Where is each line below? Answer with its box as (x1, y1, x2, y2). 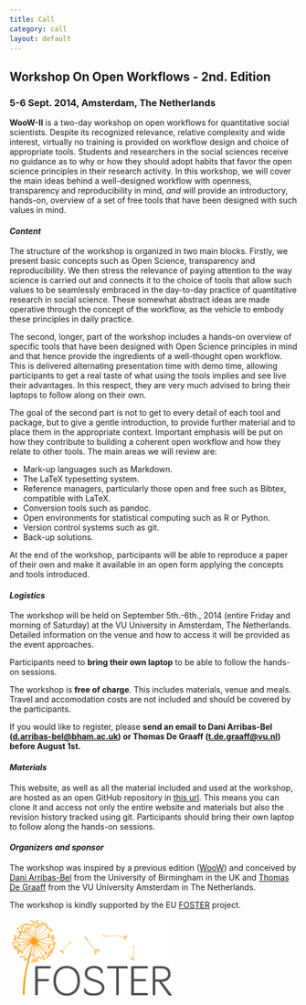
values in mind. (9, 205, 67, 216)
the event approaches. (9, 640, 94, 651)
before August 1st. (9, 741, 81, 752)
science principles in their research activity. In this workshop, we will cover (9, 165, 292, 177)
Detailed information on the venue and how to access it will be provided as (9, 629, 290, 640)
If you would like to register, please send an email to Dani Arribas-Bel (9, 722, 273, 733)
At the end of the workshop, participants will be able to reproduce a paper (9, 549, 289, 561)
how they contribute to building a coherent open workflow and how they (9, 437, 281, 448)
